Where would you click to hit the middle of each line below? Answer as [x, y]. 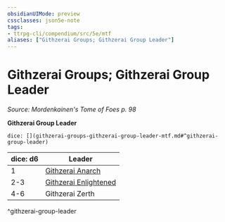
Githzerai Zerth [70, 194]
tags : [15, 27]
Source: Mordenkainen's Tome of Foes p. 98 [72, 109]
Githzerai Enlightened [81, 183]
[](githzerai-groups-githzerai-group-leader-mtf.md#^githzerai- [122, 136]
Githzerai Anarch [73, 171]
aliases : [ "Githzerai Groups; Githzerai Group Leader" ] [91, 40]
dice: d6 [25, 159]
